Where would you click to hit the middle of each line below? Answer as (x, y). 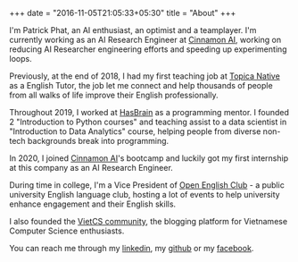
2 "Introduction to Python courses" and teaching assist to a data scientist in (148, 122)
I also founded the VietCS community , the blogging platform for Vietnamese (149, 221)
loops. (21, 59)
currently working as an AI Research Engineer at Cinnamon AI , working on (145, 40)
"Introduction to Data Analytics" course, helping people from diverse (135, 131)
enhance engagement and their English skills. (93, 204)
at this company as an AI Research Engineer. (91, 168)
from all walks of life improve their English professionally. (114, 95)
